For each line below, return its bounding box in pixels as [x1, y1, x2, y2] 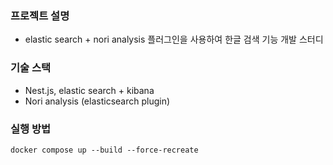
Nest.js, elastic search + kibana [24, 84, 155, 96]
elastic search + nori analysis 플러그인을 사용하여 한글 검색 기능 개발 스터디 [24, 33, 324, 46]
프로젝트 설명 [10, 8, 70, 22]
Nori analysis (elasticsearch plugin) [24, 95, 171, 107]
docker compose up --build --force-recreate [10, 145, 199, 155]
